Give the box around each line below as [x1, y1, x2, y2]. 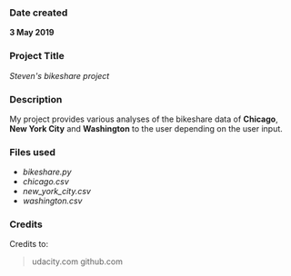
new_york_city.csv [22, 186, 91, 197]
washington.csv [22, 195, 83, 206]
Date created [9, 6, 68, 19]
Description [9, 93, 63, 105]
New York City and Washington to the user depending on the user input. [9, 123, 284, 133]
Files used [9, 145, 56, 158]
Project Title [9, 50, 65, 63]
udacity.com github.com [31, 256, 124, 267]
